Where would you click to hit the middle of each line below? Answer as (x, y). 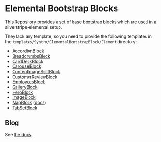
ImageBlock (24, 97)
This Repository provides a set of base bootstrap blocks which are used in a (81, 22)
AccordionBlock (28, 51)
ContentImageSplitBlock (36, 71)
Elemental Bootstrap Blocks (62, 8)
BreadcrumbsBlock (31, 56)
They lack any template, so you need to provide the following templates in (79, 36)
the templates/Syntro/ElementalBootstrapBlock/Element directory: (71, 41)
